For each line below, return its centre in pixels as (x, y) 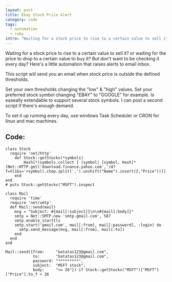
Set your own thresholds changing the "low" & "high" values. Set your (79, 89)
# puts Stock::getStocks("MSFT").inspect (50, 185)
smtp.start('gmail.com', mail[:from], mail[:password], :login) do (88, 225)
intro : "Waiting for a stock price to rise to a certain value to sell (83, 39)
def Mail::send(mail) (33, 207)
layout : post (19, 10)
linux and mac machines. (31, 121)
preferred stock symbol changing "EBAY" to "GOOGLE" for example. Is (80, 95)
